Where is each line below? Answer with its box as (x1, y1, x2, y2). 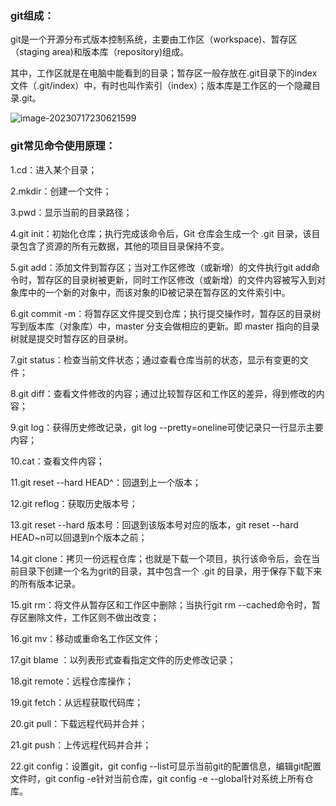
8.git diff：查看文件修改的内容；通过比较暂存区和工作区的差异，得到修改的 (10, 387, 317, 399)
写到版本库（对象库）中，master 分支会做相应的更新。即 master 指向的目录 (10, 320, 320, 332)
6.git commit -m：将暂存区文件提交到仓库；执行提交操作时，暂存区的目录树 (10, 307, 322, 319)
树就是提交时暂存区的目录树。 (10, 332, 133, 344)
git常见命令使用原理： (10, 139, 116, 153)
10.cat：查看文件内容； (10, 455, 105, 467)
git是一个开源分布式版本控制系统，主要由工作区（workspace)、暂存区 (10, 33, 298, 46)
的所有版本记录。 (10, 577, 81, 589)
